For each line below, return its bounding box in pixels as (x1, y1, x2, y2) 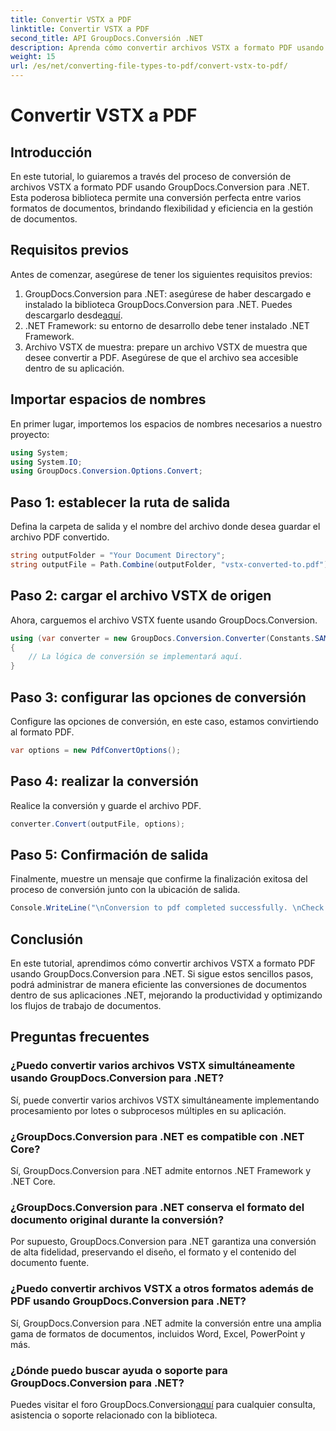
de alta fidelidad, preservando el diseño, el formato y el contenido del (10, 1246, 297, 1258)
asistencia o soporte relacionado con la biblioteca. (10, 1409, 218, 1421)
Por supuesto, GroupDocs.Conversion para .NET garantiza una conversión (10, 1236, 317, 1248)
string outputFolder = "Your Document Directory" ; (10, 551, 226, 561)
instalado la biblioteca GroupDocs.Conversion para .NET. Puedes (24, 298, 293, 310)
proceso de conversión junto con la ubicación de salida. (10, 884, 241, 896)
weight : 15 (10, 52, 56, 62)
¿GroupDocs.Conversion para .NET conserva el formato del (10, 1200, 305, 1214)
